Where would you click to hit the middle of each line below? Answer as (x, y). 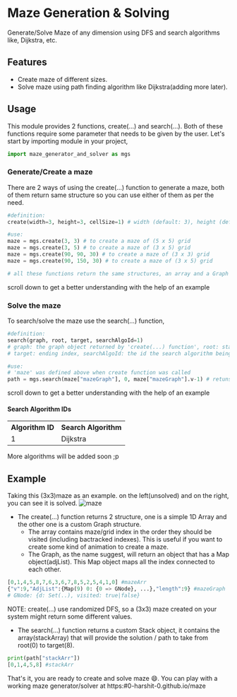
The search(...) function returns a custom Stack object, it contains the (119, 630)
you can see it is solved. (42, 504)
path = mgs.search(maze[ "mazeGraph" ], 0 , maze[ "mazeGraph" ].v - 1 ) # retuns (120, 379)
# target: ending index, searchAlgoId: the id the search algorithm (110, 353)
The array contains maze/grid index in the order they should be (120, 532)
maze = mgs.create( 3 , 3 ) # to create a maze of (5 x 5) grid (99, 242)
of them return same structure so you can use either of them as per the (111, 195)
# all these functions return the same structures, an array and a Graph (118, 273)
